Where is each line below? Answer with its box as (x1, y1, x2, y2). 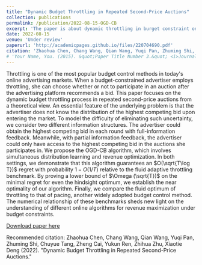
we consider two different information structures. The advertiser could (6, 121, 181, 128)
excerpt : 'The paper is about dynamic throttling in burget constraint (6, 25, 189, 32)
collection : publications (6, 14, 71, 20)
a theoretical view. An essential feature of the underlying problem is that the (6, 102, 194, 109)
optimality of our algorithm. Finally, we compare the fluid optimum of (6, 184, 176, 192)
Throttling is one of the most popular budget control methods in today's (6, 70, 183, 77)
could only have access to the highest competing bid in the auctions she (6, 140, 186, 147)
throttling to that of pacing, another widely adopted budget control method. (6, 191, 192, 198)
